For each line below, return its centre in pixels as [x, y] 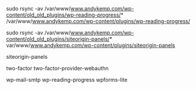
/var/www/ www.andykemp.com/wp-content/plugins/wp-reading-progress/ [98, 21]
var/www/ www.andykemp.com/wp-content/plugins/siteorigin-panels [91, 45]
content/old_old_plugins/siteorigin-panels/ [58, 39]
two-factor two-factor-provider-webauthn [57, 68]
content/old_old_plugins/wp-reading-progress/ [64, 15]
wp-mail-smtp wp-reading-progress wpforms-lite [67, 80]
